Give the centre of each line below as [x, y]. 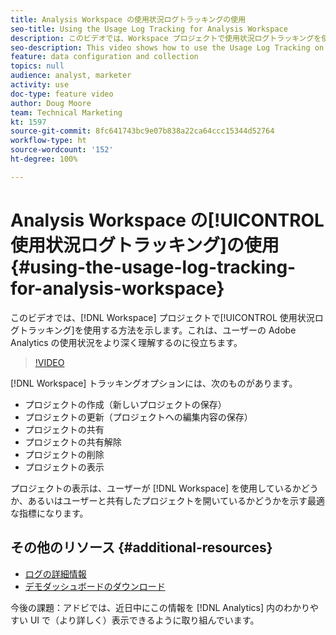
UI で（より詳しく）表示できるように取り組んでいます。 [144, 620]
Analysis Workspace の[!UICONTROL [167, 220]
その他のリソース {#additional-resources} [141, 547]
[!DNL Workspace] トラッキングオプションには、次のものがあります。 [154, 383]
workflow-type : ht [48, 141]
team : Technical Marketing [66, 112]
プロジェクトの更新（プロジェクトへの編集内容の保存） [138, 417]
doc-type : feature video [62, 94]
